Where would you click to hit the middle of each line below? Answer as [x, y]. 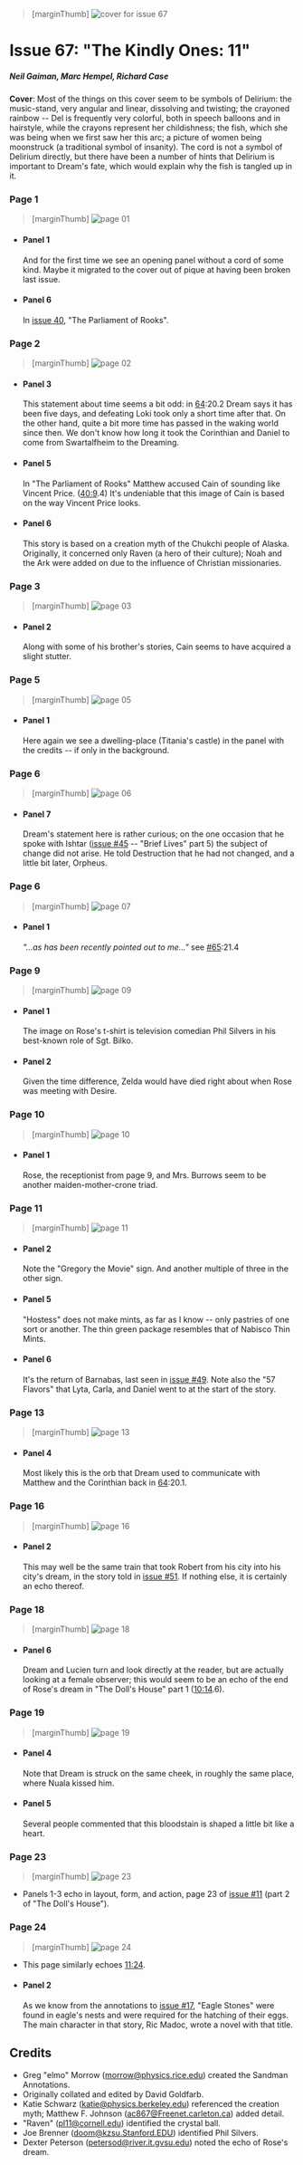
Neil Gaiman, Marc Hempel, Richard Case [89, 76]
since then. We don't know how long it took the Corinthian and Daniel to [156, 433]
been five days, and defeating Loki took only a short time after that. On [154, 414]
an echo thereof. [53, 1585]
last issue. [41, 279]
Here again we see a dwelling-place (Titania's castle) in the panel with [153, 740]
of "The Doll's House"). [66, 1904]
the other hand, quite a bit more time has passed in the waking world [150, 423]
